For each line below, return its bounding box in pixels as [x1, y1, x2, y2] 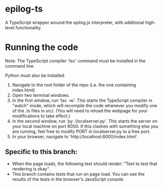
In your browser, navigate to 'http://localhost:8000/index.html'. [12, 133, 138, 139]
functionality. [15, 24, 42, 30]
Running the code [5, 42, 79, 53]
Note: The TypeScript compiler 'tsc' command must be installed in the [5, 57, 146, 64]
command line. [5, 63, 35, 69]
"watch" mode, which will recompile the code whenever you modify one [12, 102, 158, 108]
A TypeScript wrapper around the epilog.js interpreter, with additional [5, 19, 144, 25]
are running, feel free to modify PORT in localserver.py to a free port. [12, 128, 151, 134]
